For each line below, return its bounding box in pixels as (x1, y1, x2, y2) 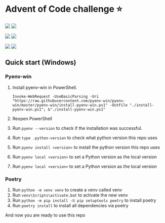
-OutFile (109, 103, 128, 108)
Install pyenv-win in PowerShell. (12, 84, 78, 90)
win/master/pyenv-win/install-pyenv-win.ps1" (12, 103, 108, 108)
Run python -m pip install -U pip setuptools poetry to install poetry (12, 197, 157, 203)
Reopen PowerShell (12, 115, 52, 121)
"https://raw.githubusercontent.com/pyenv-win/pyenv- (12, 98, 125, 103)
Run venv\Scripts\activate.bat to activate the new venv (12, 192, 128, 198)
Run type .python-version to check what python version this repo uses (12, 135, 158, 141)
